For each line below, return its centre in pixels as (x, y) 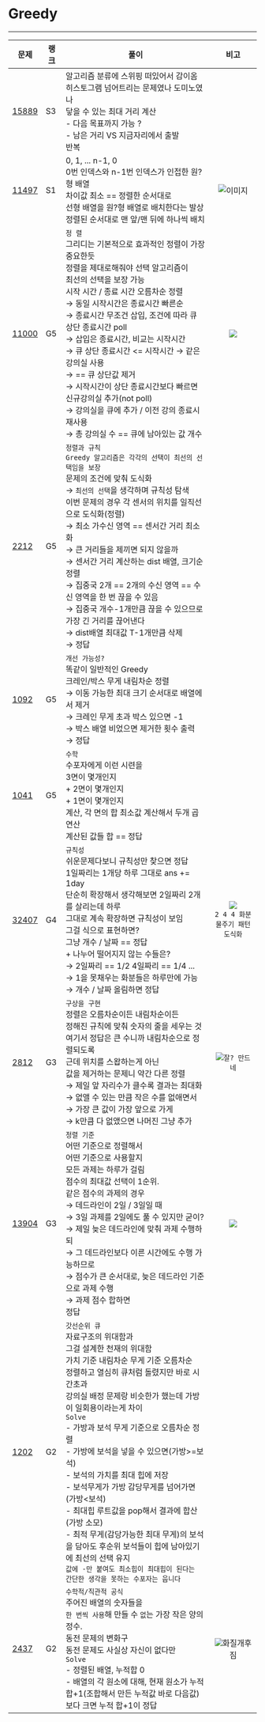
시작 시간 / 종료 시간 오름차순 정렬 (125, 291)
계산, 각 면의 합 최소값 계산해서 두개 (128, 812)
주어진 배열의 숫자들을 (105, 1603)
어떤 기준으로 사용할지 (105, 1157)
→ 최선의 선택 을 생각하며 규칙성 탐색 (127, 490)
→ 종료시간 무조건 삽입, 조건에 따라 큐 (131, 315)
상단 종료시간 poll (97, 327)
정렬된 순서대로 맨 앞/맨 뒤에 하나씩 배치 (135, 219)
